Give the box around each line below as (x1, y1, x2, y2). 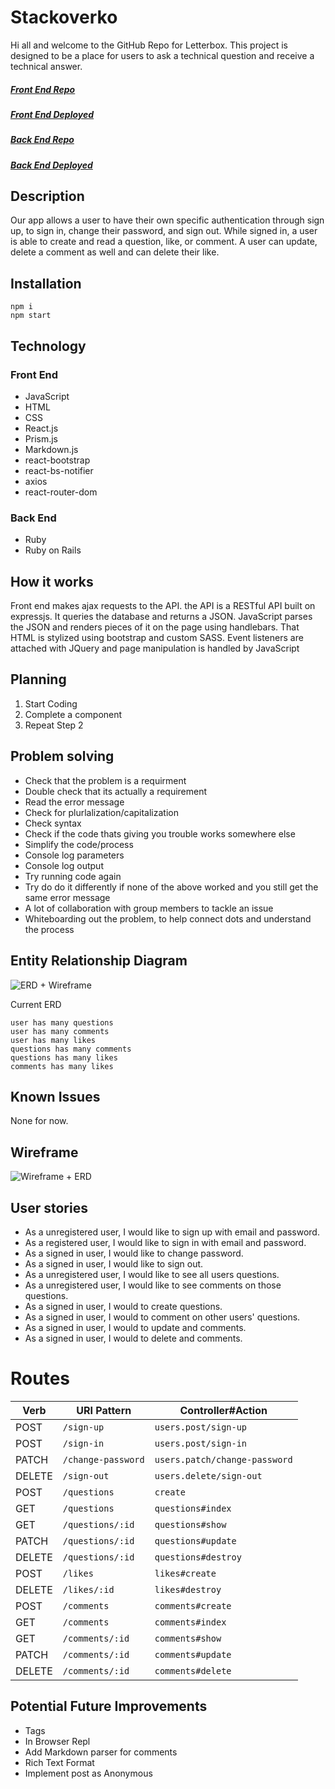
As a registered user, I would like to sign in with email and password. (24, 1236, 307, 1248)
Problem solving (10, 748, 115, 765)
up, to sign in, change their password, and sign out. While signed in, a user (10, 225, 318, 237)
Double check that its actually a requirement (24, 785, 208, 797)
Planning (10, 671, 67, 688)
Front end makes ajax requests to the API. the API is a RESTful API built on (10, 600, 316, 612)
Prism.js (24, 432, 59, 445)
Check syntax (24, 817, 82, 829)
